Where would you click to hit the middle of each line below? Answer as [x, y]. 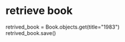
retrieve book [39, 11]
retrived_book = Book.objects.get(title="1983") [62, 27]
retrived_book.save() [31, 33]
